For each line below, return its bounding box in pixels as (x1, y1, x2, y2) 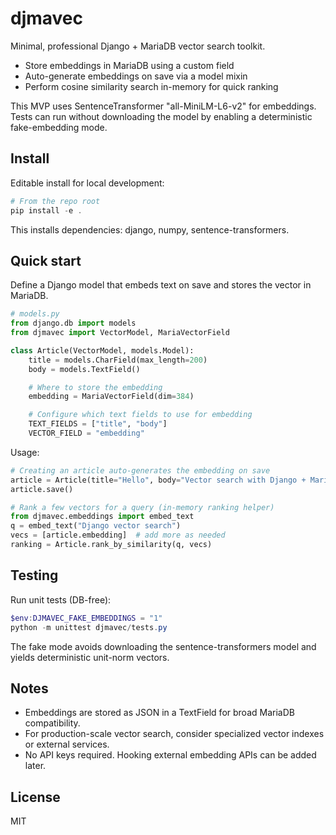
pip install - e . (10, 205, 83, 216)
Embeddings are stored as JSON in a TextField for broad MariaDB (24, 707, 295, 719)
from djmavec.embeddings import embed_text (10, 512, 195, 522)
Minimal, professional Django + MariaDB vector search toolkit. (10, 40, 266, 52)
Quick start (10, 252, 82, 269)
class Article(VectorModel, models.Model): (10, 345, 195, 356)
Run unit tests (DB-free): (10, 593, 112, 606)
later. (24, 760, 47, 772)
